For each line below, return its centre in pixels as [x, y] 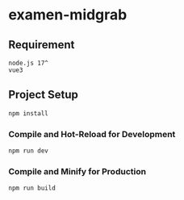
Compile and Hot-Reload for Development [92, 134]
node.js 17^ [28, 63]
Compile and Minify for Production [77, 171]
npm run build [32, 188]
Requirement [42, 45]
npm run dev [28, 151]
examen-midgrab [68, 15]
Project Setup [44, 95]
